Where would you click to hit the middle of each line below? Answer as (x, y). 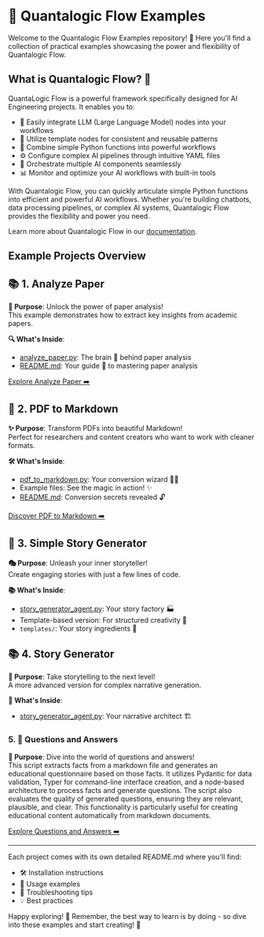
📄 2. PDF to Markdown (63, 409)
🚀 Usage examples (50, 883)
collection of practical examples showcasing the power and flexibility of (124, 46)
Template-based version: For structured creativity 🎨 (103, 620)
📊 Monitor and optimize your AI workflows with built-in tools (117, 172)
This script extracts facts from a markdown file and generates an (113, 765)
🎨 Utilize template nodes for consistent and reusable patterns (119, 139)
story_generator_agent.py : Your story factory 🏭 (97, 609)
